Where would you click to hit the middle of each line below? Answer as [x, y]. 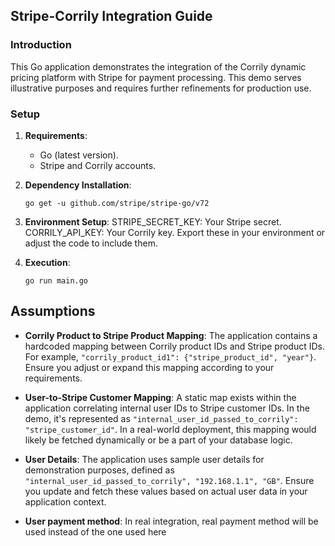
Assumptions [53, 311]
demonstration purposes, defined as [99, 470]
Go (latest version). [79, 155]
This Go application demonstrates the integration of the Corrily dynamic [158, 66]
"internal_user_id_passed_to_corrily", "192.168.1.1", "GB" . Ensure [169, 480]
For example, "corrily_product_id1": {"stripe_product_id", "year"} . [170, 356]
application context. [65, 501]
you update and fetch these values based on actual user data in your [166, 491]
